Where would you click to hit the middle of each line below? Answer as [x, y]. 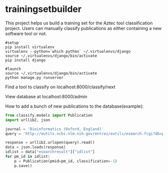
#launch [13, 69]
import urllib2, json [28, 120]
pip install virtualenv [30, 47]
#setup [12, 43]
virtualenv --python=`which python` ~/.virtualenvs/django [68, 51]
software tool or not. [26, 33]
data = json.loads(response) [35, 147]
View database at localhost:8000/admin [46, 96]
